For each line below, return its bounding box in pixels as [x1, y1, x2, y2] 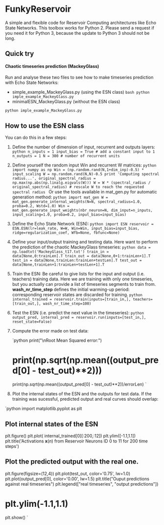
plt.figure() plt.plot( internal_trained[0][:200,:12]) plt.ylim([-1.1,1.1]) [5, 433, 136, 439]
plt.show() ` [5, 514, 28, 520]
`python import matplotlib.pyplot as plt [5, 406, 82, 412]
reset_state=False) [12, 319, 52, 325]
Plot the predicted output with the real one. [5, 458, 139, 466]
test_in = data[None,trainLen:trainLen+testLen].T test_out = [12, 258, 142, 263]
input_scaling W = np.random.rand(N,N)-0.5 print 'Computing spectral [12, 172, 160, 177]
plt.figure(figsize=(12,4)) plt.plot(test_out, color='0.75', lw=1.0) [5, 470, 131, 476]
